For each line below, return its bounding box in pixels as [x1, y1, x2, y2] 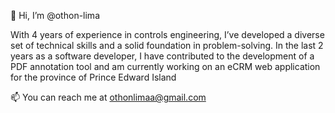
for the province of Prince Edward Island [10, 71, 177, 83]
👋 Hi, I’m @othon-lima [10, 10, 100, 21]
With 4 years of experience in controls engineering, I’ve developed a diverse [10, 29, 325, 40]
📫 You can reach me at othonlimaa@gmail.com [10, 91, 207, 103]
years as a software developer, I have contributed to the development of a [10, 50, 315, 62]
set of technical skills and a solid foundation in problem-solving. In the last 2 [10, 40, 324, 51]
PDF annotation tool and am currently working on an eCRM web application [10, 61, 321, 72]
